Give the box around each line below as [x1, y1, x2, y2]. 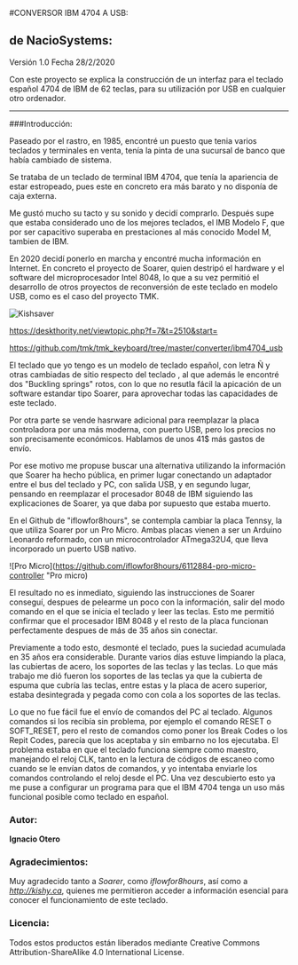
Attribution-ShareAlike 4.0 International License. [9, 946, 184, 957]
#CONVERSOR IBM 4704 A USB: [9, 8, 129, 18]
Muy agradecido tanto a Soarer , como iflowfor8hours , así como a [9, 876, 248, 887]
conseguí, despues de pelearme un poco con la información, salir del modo [9, 597, 286, 607]
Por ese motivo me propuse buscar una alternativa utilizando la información [9, 460, 286, 471]
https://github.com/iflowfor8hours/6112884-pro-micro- [54, 560, 256, 571]
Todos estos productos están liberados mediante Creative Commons [9, 937, 260, 948]
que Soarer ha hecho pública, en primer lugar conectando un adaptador [9, 470, 272, 480]
